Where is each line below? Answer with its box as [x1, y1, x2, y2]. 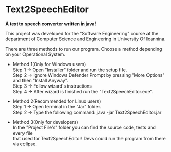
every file [12, 129, 33, 136]
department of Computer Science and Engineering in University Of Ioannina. [5, 36, 166, 42]
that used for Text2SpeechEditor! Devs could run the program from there [12, 135, 166, 141]
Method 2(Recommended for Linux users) [12, 98, 101, 104]
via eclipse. [12, 141, 37, 147]
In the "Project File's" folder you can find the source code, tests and [12, 124, 156, 131]
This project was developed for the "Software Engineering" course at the [5, 30, 159, 36]
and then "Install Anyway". [12, 77, 68, 83]
